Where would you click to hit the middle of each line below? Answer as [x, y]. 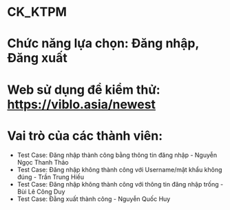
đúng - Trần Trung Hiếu [51, 177]
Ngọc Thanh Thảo [43, 162]
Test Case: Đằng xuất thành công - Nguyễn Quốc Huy [94, 199]
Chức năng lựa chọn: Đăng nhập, [103, 44]
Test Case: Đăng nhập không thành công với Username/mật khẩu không [119, 169]
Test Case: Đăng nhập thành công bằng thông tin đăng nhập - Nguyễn [117, 155]
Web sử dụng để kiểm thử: [84, 90]
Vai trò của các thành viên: [85, 136]
